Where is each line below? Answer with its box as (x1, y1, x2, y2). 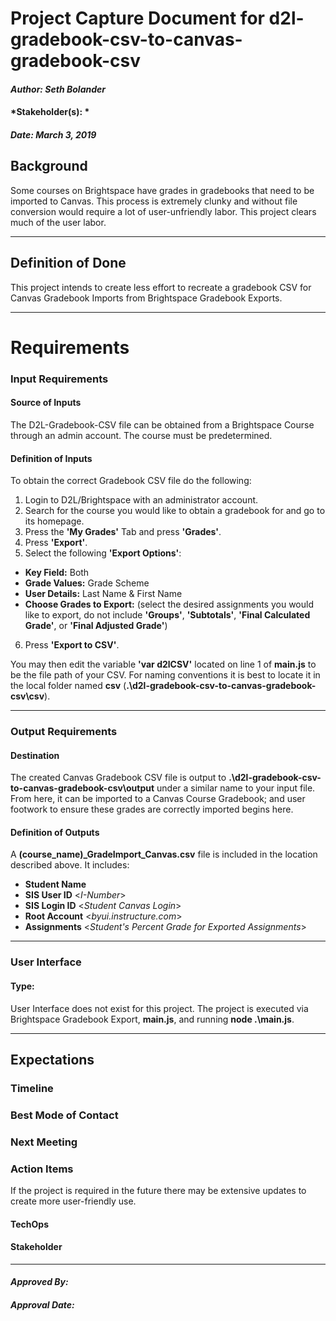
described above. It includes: (10, 859, 130, 871)
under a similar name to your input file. (156, 782, 316, 794)
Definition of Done (10, 255, 127, 272)
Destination (10, 749, 60, 761)
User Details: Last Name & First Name (24, 588, 183, 600)
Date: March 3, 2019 (10, 128, 97, 141)
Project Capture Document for (10, 7, 265, 30)
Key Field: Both (24, 567, 90, 579)
